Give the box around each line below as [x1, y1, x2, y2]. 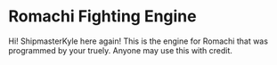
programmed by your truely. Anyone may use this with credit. [8, 45, 233, 55]
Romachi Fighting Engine [8, 6, 197, 27]
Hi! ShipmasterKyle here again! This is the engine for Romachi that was [8, 36, 269, 46]
